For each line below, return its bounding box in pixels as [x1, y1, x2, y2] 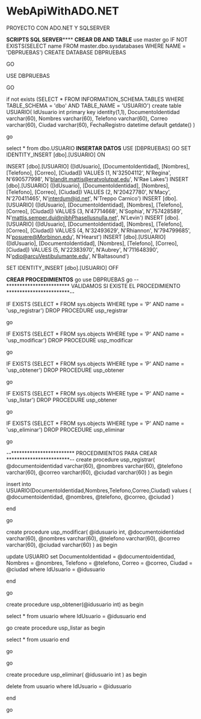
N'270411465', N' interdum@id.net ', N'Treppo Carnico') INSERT [6, 194, 161, 202]
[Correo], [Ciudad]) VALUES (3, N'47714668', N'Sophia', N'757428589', [6, 207, 183, 215]
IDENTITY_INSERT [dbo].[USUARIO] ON [6, 151, 105, 158]
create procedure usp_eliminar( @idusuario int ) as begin [6, 671, 147, 678]
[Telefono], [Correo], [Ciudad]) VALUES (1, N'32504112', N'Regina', [6, 169, 172, 176]
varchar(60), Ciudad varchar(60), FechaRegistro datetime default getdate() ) [6, 121, 196, 128]
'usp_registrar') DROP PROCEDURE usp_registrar [6, 307, 128, 314]
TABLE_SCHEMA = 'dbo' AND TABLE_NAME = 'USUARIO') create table [6, 101, 182, 109]
